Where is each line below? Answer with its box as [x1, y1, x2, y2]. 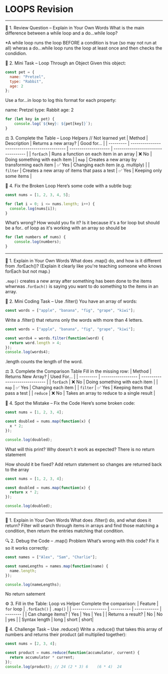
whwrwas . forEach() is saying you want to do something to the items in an [5, 283, 158, 289]
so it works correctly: [5, 545, 49, 551]
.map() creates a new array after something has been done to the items [5, 278, 152, 284]
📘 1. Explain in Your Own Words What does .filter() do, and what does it [5, 517, 151, 523]
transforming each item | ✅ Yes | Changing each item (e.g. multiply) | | [5, 161, 150, 168]
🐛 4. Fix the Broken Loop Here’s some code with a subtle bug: [5, 182, 132, 188]
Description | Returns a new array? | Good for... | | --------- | [5, 140, 130, 146]
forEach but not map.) [5, 268, 50, 274]
